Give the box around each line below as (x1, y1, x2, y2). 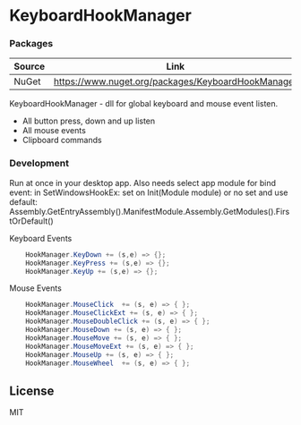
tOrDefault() (9, 216, 54, 226)
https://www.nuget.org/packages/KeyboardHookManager (53, 75, 297, 88)
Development (9, 157, 70, 170)
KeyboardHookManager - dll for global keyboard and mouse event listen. (9, 98, 279, 109)
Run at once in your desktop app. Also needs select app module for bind (9, 177, 276, 188)
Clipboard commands (21, 135, 102, 146)
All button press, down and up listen (21, 115, 156, 126)
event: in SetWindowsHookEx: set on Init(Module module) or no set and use (9, 187, 288, 198)
